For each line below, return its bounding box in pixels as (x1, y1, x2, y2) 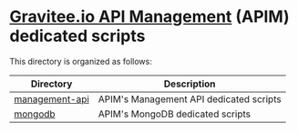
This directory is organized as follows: (9, 56, 152, 66)
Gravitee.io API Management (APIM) (9, 6, 290, 27)
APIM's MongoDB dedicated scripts (98, 107, 251, 120)
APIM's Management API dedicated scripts (98, 93, 282, 106)
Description (163, 77, 216, 90)
